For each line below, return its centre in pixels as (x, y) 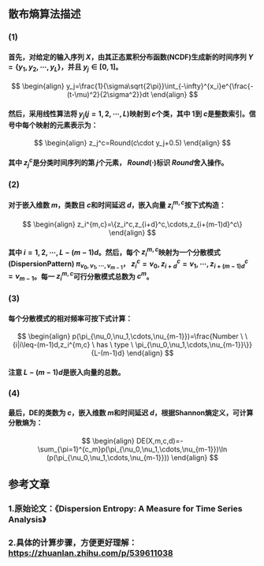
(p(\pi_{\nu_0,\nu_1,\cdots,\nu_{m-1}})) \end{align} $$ (132, 458)
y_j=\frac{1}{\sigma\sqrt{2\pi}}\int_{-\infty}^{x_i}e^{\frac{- (160, 86)
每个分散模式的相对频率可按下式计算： (70, 318)
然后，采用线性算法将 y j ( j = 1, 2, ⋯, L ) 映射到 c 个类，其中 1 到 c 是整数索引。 (129, 114)
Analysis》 (27, 519)
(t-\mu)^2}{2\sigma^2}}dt (108, 95)
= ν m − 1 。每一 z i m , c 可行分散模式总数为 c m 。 (81, 276)
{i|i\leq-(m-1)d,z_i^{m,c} (52, 345)
